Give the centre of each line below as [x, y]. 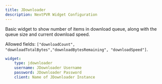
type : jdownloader [33, 63]
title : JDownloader [26, 10]
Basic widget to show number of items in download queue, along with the [81, 29]
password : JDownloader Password [48, 73]
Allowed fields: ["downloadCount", [40, 44]
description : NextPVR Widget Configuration [51, 15]
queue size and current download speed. [48, 34]
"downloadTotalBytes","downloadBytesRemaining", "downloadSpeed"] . [77, 49]
